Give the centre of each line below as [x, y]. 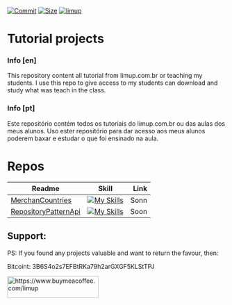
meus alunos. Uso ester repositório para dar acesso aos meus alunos [106, 131]
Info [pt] [21, 108]
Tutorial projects [56, 39]
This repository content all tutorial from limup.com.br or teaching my [105, 76]
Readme [45, 188]
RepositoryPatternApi [46, 211]
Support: [27, 236]
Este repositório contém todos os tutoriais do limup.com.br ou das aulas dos [116, 123]
